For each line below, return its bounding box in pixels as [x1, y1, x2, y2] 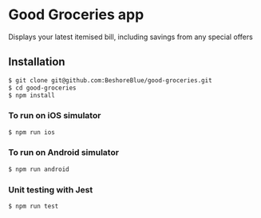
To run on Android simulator [8, 147, 120, 158]
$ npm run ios [8, 128, 56, 137]
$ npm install [8, 91, 56, 99]
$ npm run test [8, 202, 59, 211]
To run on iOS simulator [8, 110, 101, 121]
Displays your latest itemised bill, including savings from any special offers [8, 32, 253, 42]
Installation [8, 55, 65, 69]
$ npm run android [8, 165, 69, 173]
